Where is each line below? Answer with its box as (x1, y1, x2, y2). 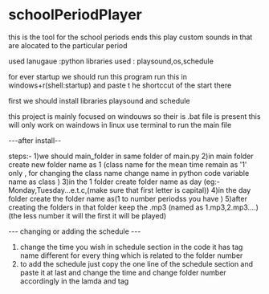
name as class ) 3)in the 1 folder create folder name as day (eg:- (8, 177, 221, 186)
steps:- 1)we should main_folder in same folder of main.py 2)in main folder (8, 151, 255, 161)
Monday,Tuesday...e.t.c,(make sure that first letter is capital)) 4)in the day (8, 185, 251, 194)
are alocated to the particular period (8, 40, 128, 50)
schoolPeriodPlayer (8, 6, 142, 24)
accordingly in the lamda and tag (19, 276, 129, 286)
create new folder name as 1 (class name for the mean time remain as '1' (8, 159, 247, 169)
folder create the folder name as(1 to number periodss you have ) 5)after (8, 194, 247, 203)
